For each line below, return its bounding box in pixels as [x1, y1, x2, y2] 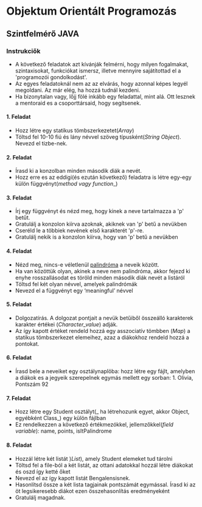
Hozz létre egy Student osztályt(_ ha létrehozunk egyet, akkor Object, [15, 408, 190, 415]
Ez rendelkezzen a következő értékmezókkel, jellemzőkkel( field [15, 421, 173, 428]
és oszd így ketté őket [15, 467, 71, 475]
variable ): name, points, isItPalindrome [15, 427, 113, 435]
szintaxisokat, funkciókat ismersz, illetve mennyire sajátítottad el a [15, 67, 181, 74]
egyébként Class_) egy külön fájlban [15, 414, 106, 422]
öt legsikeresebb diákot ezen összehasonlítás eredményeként [15, 487, 170, 494]
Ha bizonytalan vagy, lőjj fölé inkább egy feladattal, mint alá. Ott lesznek [15, 93, 196, 100]
